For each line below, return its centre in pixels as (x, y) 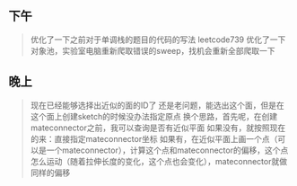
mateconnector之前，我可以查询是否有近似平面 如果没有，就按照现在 (158, 128)
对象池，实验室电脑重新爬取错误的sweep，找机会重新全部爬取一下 (153, 50)
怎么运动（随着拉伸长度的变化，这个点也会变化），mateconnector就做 (159, 161)
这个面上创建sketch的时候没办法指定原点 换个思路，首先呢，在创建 (154, 116)
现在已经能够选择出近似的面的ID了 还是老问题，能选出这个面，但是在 (157, 105)
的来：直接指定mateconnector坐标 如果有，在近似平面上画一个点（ (154, 138)
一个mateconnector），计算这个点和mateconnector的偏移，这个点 (167, 150)
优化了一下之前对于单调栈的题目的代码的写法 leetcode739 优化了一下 (158, 40)
